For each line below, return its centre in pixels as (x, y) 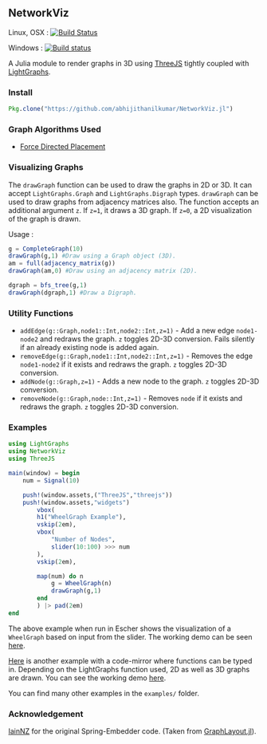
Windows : (26, 48)
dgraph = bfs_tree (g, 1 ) (48, 285)
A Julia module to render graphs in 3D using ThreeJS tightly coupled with (129, 63)
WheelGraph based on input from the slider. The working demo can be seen (130, 636)
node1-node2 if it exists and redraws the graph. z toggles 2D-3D (123, 364)
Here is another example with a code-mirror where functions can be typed (130, 660)
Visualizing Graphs (46, 167)
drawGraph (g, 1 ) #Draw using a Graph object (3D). (92, 256)
